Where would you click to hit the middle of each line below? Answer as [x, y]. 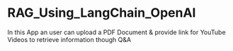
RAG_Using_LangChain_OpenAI [102, 13]
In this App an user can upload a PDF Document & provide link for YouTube [116, 32]
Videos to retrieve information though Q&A [69, 39]
